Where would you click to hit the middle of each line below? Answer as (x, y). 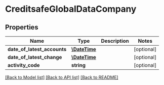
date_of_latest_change (35, 57)
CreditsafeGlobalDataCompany (71, 9)
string (78, 65)
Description (115, 41)
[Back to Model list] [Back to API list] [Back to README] (62, 77)
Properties (22, 27)
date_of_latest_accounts (37, 49)
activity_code (24, 65)
